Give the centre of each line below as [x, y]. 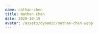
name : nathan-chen [24, 9]
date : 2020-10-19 [23, 18]
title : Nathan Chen [25, 14]
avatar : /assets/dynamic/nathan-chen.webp [49, 23]
